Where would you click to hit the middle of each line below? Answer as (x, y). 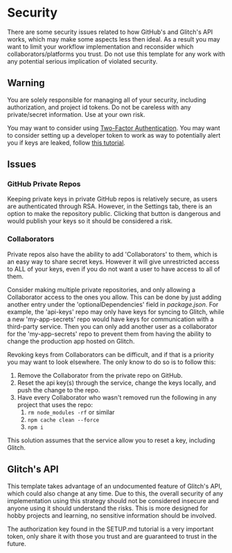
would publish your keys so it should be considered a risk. (90, 221)
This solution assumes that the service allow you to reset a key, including (111, 440)
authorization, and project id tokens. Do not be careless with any (99, 107)
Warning (26, 83)
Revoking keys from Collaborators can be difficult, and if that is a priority (111, 354)
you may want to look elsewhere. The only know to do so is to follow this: (111, 362)
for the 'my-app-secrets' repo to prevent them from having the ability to (109, 334)
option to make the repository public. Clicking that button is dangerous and (114, 214)
